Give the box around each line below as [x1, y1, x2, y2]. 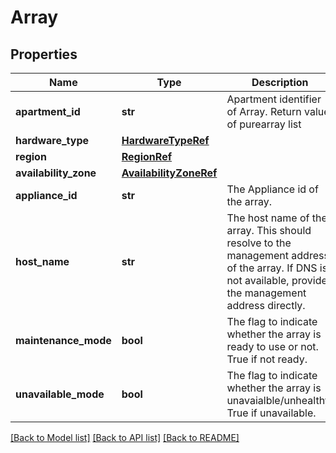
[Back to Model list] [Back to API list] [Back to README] [10, 432, 240, 443]
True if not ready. [226, 352, 308, 366]
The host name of [226, 211, 310, 225]
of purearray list [226, 117, 302, 131]
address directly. [226, 299, 306, 312]
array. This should [226, 224, 312, 237]
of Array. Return [226, 105, 302, 118]
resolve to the [226, 236, 292, 250]
